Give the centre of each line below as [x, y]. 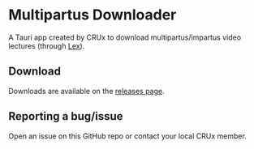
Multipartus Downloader [93, 15]
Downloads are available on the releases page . [86, 91]
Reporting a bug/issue [66, 116]
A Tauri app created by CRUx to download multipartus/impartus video [125, 37]
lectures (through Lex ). [47, 45]
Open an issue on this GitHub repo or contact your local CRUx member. [128, 136]
